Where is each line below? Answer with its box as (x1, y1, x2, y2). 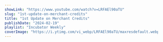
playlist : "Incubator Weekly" (4, 25, 66, 30)
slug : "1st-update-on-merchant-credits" (4, 12, 88, 16)
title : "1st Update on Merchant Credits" (4, 16, 90, 21)
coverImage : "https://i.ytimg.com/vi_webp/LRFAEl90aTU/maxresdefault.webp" (4, 29, 162, 34)
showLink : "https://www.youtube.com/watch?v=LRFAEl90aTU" (4, 7, 125, 12)
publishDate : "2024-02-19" (4, 20, 59, 26)
